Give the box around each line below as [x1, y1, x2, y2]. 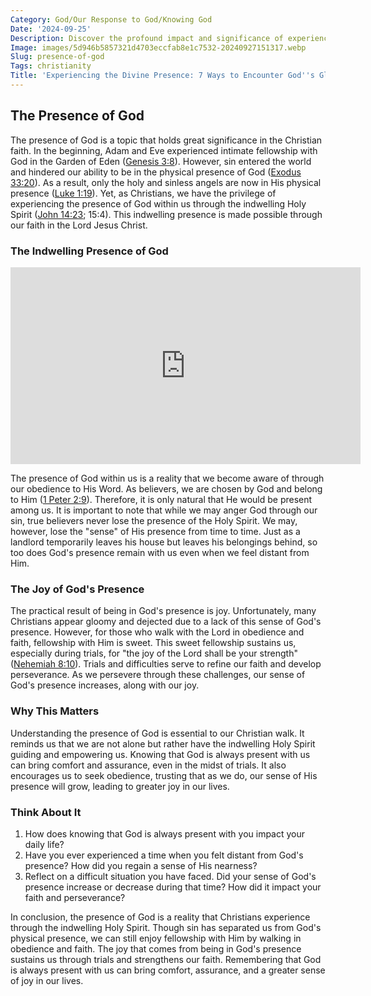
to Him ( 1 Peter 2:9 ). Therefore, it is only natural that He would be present [10, 493, 313, 505]
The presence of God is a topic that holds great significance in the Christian [10, 134, 323, 146]
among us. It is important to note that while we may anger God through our [10, 504, 318, 516]
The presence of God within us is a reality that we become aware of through [10, 472, 325, 484]
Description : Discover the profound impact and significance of [10, 33, 284, 43]
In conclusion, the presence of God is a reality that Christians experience [10, 911, 311, 923]
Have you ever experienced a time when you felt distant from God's [24, 849, 304, 861]
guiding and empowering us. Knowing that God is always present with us [10, 748, 311, 760]
